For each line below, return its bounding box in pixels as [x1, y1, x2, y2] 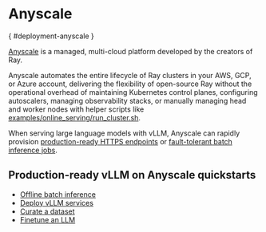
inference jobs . [8, 145, 58, 155]
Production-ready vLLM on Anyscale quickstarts [8, 168, 256, 182]
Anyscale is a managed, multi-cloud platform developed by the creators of [8, 46, 253, 56]
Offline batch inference [19, 189, 96, 199]
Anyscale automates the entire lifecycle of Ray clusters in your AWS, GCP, [8, 70, 252, 80]
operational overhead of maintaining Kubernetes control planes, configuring [8, 87, 258, 96]
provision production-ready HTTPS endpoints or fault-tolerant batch [8, 136, 233, 146]
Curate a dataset [19, 206, 75, 216]
